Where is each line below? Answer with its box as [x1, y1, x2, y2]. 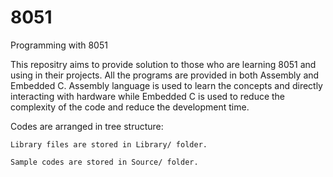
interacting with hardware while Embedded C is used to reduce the [10, 90, 286, 102]
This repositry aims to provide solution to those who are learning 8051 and [10, 58, 317, 70]
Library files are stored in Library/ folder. [10, 139, 208, 150]
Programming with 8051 [10, 39, 108, 51]
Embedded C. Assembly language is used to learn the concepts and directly [10, 79, 323, 91]
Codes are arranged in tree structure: [10, 120, 164, 132]
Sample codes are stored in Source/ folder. [10, 157, 199, 167]
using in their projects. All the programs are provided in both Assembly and [10, 69, 320, 81]
